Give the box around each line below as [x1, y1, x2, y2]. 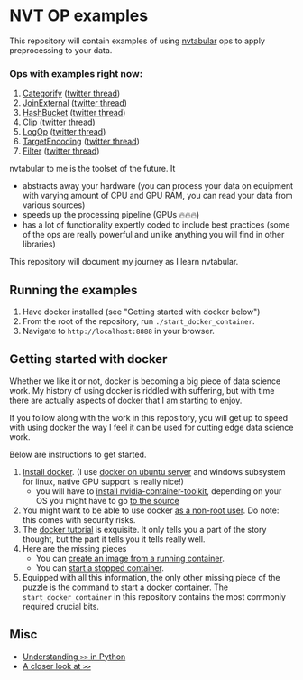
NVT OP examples [9, 5, 149, 26]
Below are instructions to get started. [9, 449, 147, 460]
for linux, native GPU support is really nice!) [22, 476, 185, 487]
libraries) [22, 238, 56, 249]
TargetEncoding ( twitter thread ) [22, 136, 140, 147]
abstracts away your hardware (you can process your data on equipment [22, 181, 294, 191]
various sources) [22, 200, 86, 210]
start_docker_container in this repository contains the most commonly [22, 591, 287, 601]
